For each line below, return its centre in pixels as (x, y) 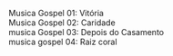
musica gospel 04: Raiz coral (63, 42)
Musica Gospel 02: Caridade (62, 23)
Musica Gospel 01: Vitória (56, 13)
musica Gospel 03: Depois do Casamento (86, 32)
